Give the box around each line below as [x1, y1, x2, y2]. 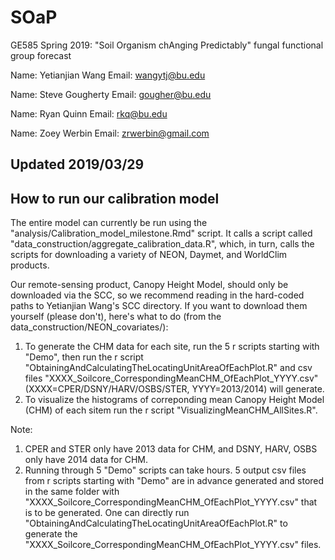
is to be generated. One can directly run [24, 507, 190, 519]
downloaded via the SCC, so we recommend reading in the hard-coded [10, 289, 305, 301]
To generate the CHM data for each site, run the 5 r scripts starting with [24, 341, 320, 353]
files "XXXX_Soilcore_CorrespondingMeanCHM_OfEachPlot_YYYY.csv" [24, 372, 319, 385]
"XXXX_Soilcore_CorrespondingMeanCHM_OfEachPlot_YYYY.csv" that [24, 496, 318, 508]
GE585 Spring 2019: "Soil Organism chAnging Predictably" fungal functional [10, 39, 324, 51]
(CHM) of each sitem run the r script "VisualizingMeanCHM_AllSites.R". [24, 404, 318, 416]
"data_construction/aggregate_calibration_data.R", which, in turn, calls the [10, 238, 315, 250]
